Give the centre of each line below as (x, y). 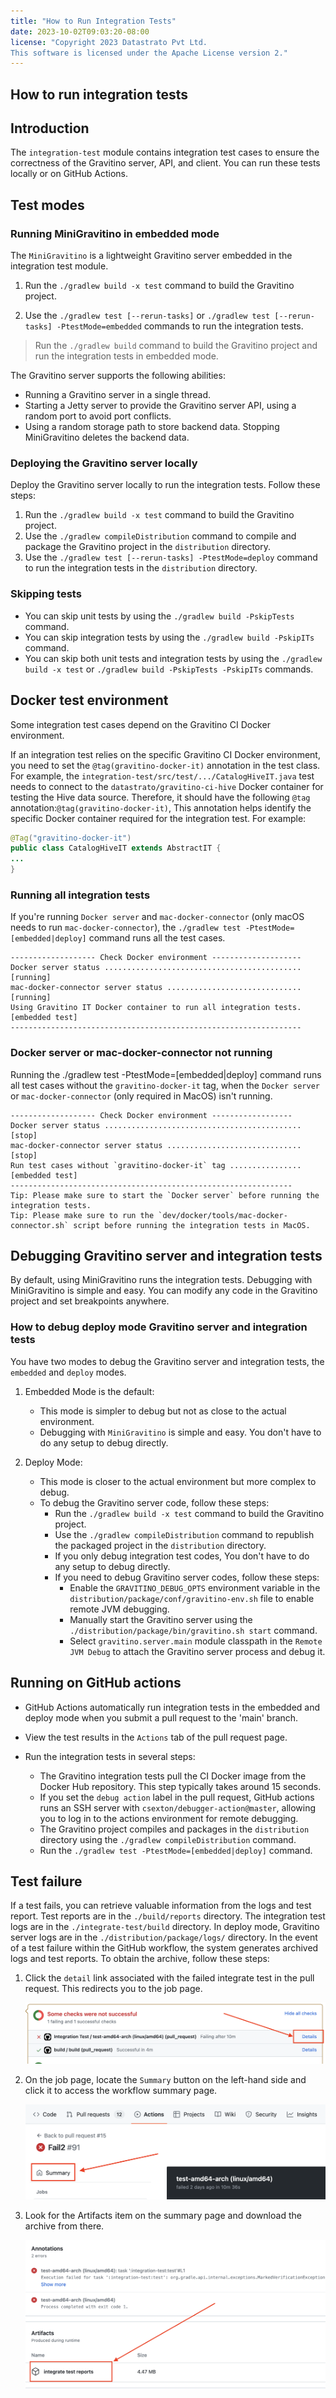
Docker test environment (89, 700)
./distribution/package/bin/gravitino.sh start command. (193, 1630)
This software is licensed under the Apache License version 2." (149, 53)
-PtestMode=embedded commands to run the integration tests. (180, 326)
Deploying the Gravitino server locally (104, 463)
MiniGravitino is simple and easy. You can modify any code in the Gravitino (164, 1291)
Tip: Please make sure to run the (82, 1215)
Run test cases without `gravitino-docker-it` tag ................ (156, 1165)
